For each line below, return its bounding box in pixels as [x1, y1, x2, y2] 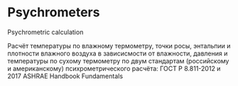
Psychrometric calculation [7, 28, 84, 36]
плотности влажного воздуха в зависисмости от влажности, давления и [7, 49, 228, 58]
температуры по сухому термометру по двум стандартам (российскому [7, 56, 229, 65]
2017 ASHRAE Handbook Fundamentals [7, 72, 123, 80]
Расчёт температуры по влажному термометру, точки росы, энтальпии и [7, 41, 231, 50]
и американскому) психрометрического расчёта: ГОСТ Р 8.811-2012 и [7, 64, 221, 72]
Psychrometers [7, 4, 100, 21]
